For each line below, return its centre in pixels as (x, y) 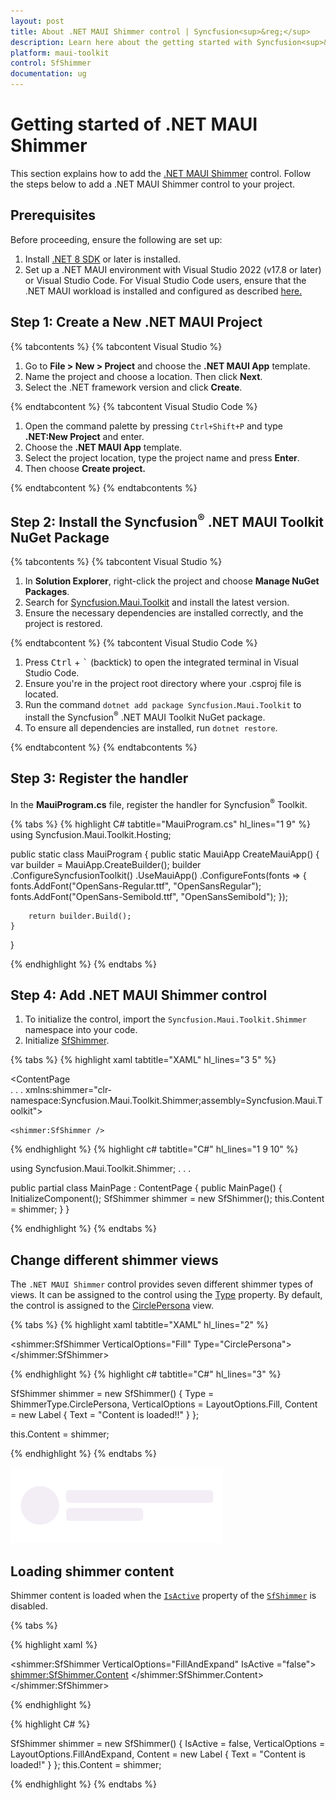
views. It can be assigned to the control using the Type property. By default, (166, 1295)
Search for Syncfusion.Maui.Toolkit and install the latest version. (157, 602)
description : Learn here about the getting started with (131, 42)
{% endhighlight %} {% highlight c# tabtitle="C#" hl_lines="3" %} (146, 1374)
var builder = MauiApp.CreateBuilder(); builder (106, 864)
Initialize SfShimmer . (67, 1041)
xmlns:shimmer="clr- (68, 1090)
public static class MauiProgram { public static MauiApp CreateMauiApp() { (165, 854)
